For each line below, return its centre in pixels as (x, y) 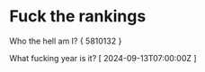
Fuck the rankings (78, 16)
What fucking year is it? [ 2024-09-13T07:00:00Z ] (103, 58)
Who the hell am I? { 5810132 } (66, 41)
